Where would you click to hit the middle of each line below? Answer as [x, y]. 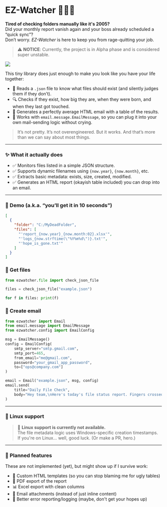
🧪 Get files [18, 270]
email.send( [17, 385]
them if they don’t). [32, 93]
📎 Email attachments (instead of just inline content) [64, 494]
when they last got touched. [41, 106]
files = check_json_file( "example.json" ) [49, 289]
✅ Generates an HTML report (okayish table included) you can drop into [86, 182]
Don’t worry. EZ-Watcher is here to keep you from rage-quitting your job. [80, 40]
